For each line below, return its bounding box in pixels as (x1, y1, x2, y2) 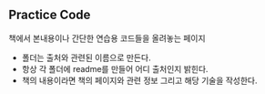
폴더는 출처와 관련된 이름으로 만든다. (21, 52, 151, 63)
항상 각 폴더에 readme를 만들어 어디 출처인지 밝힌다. (21, 63, 209, 74)
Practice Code (8, 7, 91, 23)
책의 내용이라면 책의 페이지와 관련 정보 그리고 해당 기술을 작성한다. (21, 75, 258, 86)
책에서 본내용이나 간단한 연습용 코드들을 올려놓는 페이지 (8, 32, 206, 44)
